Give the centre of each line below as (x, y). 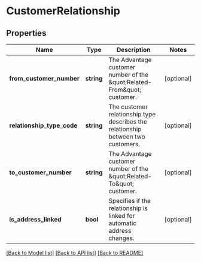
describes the (128, 122)
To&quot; (121, 184)
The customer (128, 107)
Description (133, 50)
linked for (122, 216)
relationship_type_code (43, 125)
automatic (123, 223)
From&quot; (125, 90)
